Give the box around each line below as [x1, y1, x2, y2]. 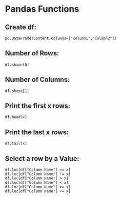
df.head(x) [5, 115, 27, 120]
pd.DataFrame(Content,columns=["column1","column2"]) [5, 36, 117, 41]
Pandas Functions [5, 3, 80, 15]
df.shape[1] [5, 88, 29, 94]
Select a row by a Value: [5, 154, 80, 163]
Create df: [5, 23, 37, 31]
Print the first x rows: [5, 102, 71, 110]
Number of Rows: [5, 49, 60, 57]
